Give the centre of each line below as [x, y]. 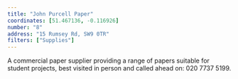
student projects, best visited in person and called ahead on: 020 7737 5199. [119, 68]
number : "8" [25, 27]
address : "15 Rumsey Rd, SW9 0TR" [59, 34]
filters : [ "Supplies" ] [41, 41]
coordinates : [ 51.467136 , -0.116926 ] [63, 21]
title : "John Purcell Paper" [50, 14]
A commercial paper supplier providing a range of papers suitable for [108, 60]
